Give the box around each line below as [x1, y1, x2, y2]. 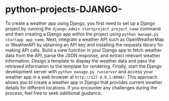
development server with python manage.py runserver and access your [5, 68, 153, 74]
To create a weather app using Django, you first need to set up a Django [5, 20, 155, 26]
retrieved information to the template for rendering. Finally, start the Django [5, 63, 162, 69]
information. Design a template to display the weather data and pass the [5, 58, 155, 64]
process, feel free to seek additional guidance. [5, 90, 102, 96]
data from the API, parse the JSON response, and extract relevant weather [5, 52, 161, 59]
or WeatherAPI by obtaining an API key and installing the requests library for [5, 41, 163, 47]
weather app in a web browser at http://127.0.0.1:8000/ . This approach [5, 74, 158, 80]
